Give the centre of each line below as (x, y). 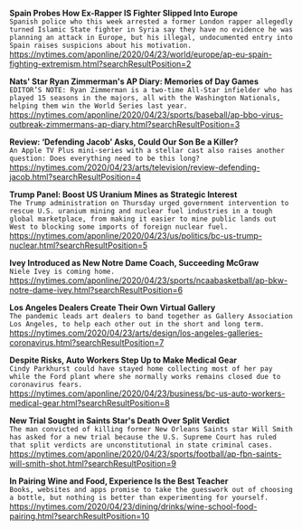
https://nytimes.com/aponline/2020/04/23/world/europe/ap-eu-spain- (141, 54)
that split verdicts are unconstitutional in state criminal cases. (141, 445)
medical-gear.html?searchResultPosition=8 (90, 403)
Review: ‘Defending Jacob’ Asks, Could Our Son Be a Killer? (124, 142)
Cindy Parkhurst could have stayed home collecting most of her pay (141, 369)
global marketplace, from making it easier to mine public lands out (143, 219)
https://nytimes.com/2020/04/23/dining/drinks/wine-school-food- (133, 506)
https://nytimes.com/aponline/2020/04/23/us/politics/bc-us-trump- (136, 236)
